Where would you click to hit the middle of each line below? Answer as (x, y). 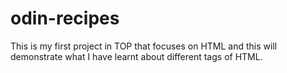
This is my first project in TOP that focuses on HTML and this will (144, 46)
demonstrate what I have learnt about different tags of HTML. (136, 56)
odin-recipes (65, 18)
